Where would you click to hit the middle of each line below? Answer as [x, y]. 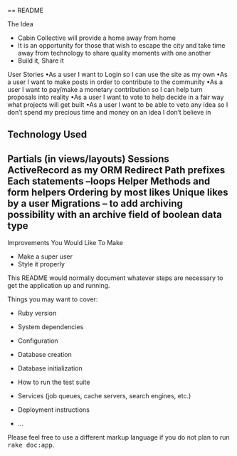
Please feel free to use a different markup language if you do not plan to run [118, 437]
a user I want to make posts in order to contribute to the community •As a [115, 82]
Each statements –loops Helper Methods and [109, 181]
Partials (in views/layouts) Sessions [88, 159]
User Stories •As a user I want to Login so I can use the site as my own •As [117, 74]
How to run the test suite [54, 382]
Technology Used [47, 135]
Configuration [38, 341]
